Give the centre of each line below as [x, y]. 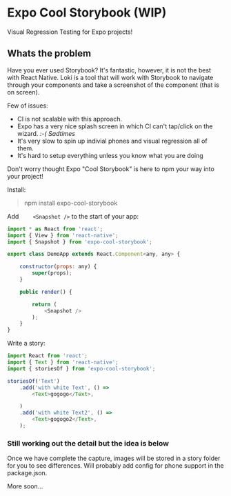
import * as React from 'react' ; [55, 229]
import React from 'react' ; [48, 356]
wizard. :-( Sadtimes [46, 133]
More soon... [25, 486]
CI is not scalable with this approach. [70, 119]
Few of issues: [28, 106]
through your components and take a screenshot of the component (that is [113, 85]
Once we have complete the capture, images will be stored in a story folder [114, 458]
